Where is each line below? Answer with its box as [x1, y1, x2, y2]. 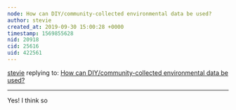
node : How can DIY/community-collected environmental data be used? [7, 10, 212, 18]
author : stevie [7, 17, 52, 24]
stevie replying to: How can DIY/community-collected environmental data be [7, 68, 229, 77]
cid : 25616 [7, 43, 39, 50]
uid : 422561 [7, 50, 42, 57]
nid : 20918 [7, 36, 39, 43]
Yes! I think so [7, 96, 48, 104]
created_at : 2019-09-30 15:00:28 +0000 [7, 23, 124, 30]
